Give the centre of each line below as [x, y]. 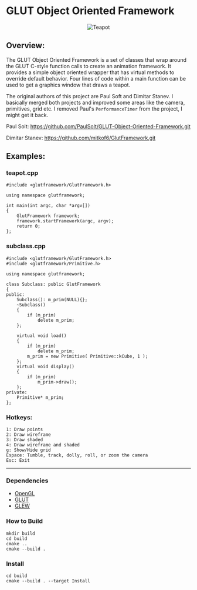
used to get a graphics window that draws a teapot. [68, 85]
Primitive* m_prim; [40, 397]
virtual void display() [46, 366]
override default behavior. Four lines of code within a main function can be [96, 78]
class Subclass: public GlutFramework [53, 284]
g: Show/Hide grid [28, 450]
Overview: [26, 46]
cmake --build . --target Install [48, 581]
